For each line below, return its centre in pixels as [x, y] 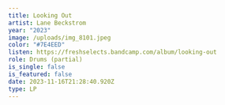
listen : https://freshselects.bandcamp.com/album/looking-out [112, 52]
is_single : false [37, 67]
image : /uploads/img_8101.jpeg [60, 37]
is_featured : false [40, 74]
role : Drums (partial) [45, 60]
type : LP [22, 89]
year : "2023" [30, 30]
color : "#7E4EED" [37, 45]
